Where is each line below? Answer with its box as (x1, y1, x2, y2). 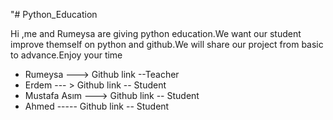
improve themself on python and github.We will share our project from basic (10, 39, 324, 50)
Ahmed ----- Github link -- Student (24, 100, 170, 112)
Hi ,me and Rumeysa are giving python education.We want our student (10, 28, 302, 39)
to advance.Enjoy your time (10, 49, 123, 61)
